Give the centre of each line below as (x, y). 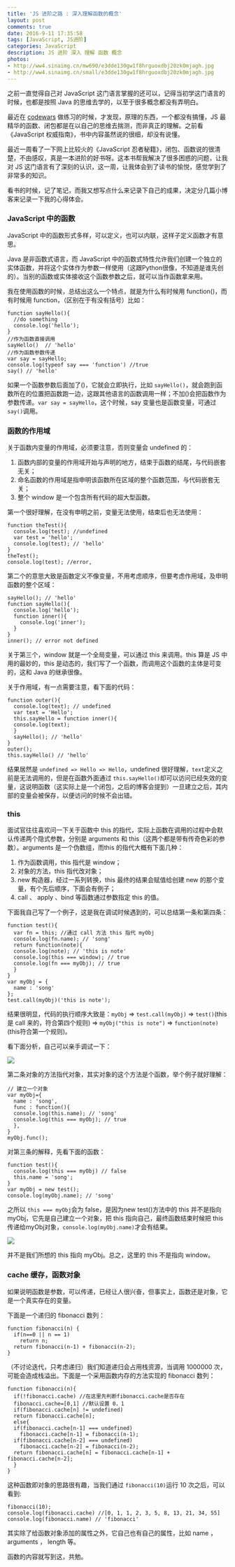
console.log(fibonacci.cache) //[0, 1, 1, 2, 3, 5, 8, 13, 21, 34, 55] (114, 1513)
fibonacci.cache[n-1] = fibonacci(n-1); (79, 1434)
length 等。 (64, 1541)
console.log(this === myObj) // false (70, 1171)
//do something (36, 319)
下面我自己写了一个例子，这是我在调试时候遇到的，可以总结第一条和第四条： (117, 912)
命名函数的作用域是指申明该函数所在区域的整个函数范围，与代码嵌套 (115, 480)
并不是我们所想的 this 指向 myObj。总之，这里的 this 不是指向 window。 (111, 1255)
